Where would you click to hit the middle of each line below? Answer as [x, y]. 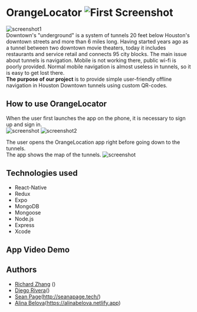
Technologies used [42, 173]
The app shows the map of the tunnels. [54, 155]
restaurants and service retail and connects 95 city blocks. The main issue [96, 54]
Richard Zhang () [35, 284]
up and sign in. [24, 124]
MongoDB [27, 206]
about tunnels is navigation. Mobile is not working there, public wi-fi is [91, 60]
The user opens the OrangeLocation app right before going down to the [93, 142]
